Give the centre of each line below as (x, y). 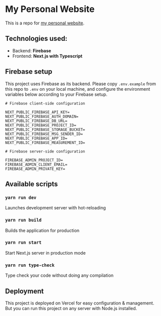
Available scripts (31, 184)
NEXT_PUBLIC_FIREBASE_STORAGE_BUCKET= (45, 130)
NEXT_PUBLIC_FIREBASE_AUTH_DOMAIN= (42, 116)
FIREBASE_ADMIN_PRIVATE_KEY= (35, 169)
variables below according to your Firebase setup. (56, 94)
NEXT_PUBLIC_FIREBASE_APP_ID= (36, 138)
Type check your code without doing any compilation (59, 276)
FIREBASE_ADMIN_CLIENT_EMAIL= (36, 164)
